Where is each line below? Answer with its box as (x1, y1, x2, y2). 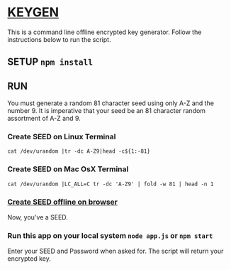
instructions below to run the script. (7, 35, 111, 43)
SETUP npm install (7, 56, 94, 68)
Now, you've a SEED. (7, 213, 69, 222)
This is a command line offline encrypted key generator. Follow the (7, 28, 202, 36)
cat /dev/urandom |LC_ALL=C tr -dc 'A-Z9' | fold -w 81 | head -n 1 (7, 180, 214, 188)
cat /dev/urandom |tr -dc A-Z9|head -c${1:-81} (7, 148, 151, 155)
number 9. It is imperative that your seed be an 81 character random (7, 107, 206, 115)
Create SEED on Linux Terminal (7, 132, 116, 142)
